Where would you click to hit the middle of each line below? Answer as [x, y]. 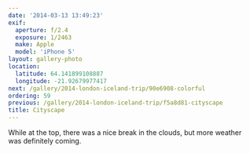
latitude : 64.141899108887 [59, 74]
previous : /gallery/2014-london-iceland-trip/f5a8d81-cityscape [116, 103]
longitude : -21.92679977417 [61, 81]
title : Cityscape [37, 111]
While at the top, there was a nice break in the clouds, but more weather [125, 133]
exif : [17, 23]
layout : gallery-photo [45, 60]
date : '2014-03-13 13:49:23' [56, 15]
